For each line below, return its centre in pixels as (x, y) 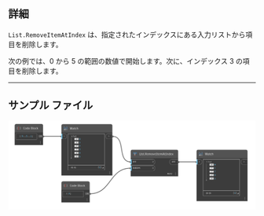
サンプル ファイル (51, 106)
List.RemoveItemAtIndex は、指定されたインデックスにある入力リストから (127, 35)
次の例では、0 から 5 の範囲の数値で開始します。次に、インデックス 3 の (126, 60)
